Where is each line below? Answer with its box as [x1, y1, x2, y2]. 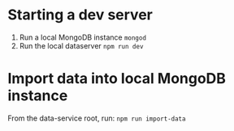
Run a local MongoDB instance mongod [19, 32, 147, 42]
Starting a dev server [7, 6, 154, 24]
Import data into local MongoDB [7, 70, 227, 88]
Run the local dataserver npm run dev [19, 40, 144, 50]
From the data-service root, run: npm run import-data [7, 113, 186, 123]
